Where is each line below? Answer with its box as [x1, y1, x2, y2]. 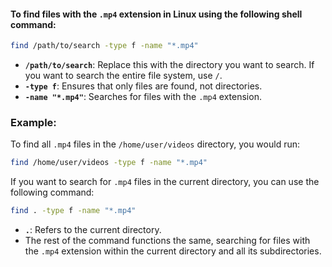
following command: [10, 186, 95, 199]
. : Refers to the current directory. [24, 224, 162, 236]
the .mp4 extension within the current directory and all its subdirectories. [24, 245, 322, 257]
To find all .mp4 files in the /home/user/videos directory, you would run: [10, 138, 301, 150]
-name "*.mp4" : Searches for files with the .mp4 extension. [24, 91, 262, 103]
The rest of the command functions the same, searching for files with [24, 235, 311, 247]
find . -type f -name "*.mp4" [10, 206, 137, 216]
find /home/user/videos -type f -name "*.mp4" [10, 158, 208, 168]
